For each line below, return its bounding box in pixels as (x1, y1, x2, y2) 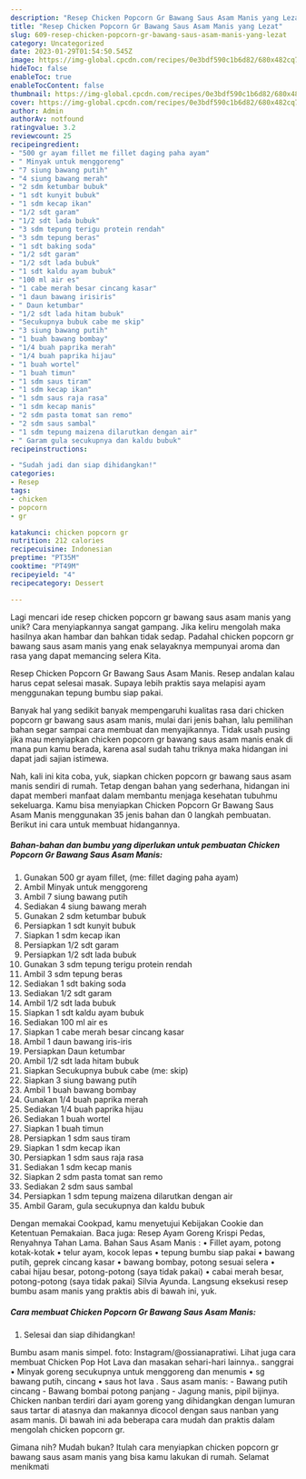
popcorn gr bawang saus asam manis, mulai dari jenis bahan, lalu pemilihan (10, 715, 293, 725)
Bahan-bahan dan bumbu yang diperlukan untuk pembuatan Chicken (10, 840, 281, 851)
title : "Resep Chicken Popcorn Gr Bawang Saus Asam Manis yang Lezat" (10, 22, 283, 31)
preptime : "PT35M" (10, 554, 80, 563)
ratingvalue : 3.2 (10, 124, 76, 133)
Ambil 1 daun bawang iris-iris (23, 1036, 133, 1047)
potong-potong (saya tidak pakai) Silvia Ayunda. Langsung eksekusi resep (10, 1276, 289, 1287)
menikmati (10, 1461, 49, 1473)
